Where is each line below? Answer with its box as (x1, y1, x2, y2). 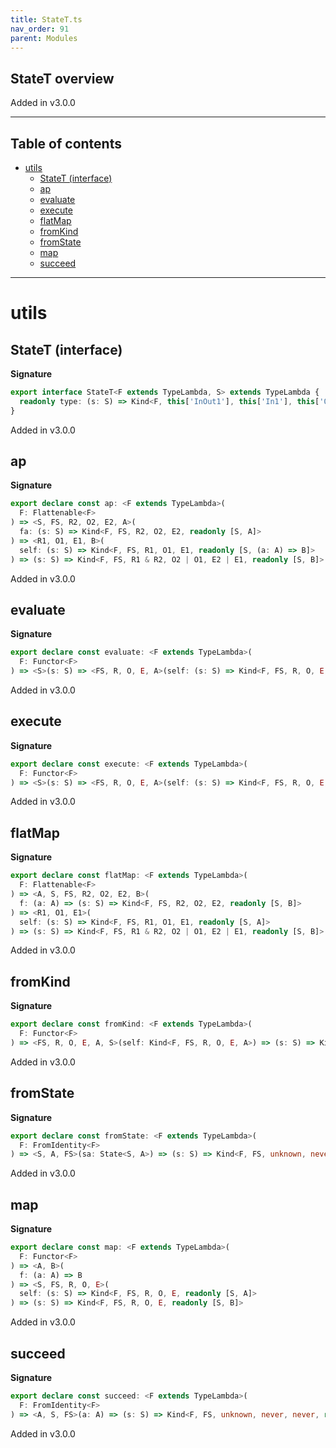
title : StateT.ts (10, 14, 83, 25)
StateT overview (10, 70, 115, 87)
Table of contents (10, 135, 122, 152)
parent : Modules (10, 33, 78, 43)
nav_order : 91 (10, 24, 70, 34)
